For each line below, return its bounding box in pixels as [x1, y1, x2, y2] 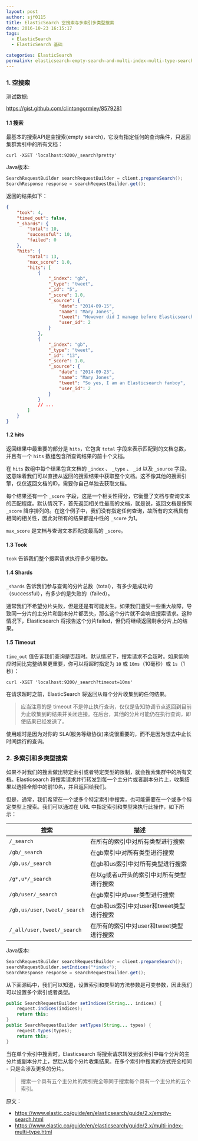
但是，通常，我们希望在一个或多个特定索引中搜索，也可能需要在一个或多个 [6, 796, 187, 803]
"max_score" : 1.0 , [27, 259, 72, 265]
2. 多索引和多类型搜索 [6, 754, 68, 762]
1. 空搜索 [6, 78, 31, 86]
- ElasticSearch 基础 [11, 42, 63, 48]
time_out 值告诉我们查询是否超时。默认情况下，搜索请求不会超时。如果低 [6, 653, 184, 660]
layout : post [6, 8, 38, 15]
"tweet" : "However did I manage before [58, 314, 157, 320]
